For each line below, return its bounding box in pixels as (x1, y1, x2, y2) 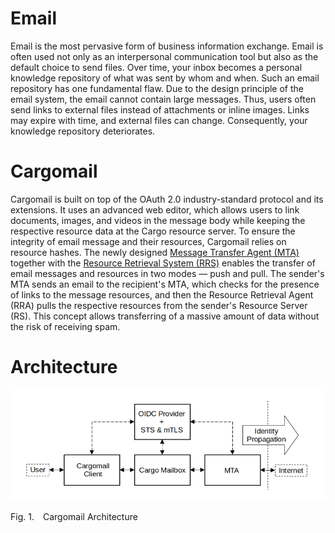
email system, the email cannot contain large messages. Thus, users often (10, 93, 317, 105)
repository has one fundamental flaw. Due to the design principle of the (10, 82, 304, 94)
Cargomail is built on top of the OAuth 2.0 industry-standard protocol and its (10, 193, 324, 205)
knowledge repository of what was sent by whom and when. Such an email (10, 72, 320, 84)
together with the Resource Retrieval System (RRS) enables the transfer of (10, 257, 316, 269)
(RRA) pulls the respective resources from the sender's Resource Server (10, 299, 308, 311)
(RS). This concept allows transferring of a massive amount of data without (10, 310, 320, 322)
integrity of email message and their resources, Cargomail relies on (10, 235, 287, 247)
